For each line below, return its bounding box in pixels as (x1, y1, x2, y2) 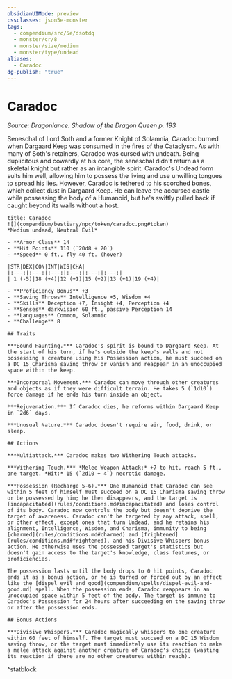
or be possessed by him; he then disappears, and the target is (7, 495, 197, 502)
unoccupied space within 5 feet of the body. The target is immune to (7, 592, 216, 599)
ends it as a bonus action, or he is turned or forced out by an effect (7, 574, 222, 581)
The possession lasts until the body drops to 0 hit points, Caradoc (7, 568, 213, 575)
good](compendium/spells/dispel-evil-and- (88, 580, 213, 587)
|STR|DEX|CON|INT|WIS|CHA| (7, 264, 85, 271)
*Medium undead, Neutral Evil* (7, 227, 98, 234)
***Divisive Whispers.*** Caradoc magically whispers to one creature (7, 629, 216, 636)
